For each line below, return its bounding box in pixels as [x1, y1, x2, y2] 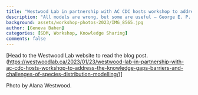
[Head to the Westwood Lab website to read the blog [6, 52, 134, 59]
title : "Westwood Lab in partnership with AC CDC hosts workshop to [6, 8, 178, 15]
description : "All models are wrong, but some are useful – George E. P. [6, 14, 192, 20]
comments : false [6, 36, 46, 42]
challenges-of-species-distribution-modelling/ [6, 71, 119, 77]
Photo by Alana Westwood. [6, 82, 72, 89]
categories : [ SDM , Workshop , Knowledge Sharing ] [6, 30, 128, 36]
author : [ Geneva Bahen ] [6, 25, 65, 31]
